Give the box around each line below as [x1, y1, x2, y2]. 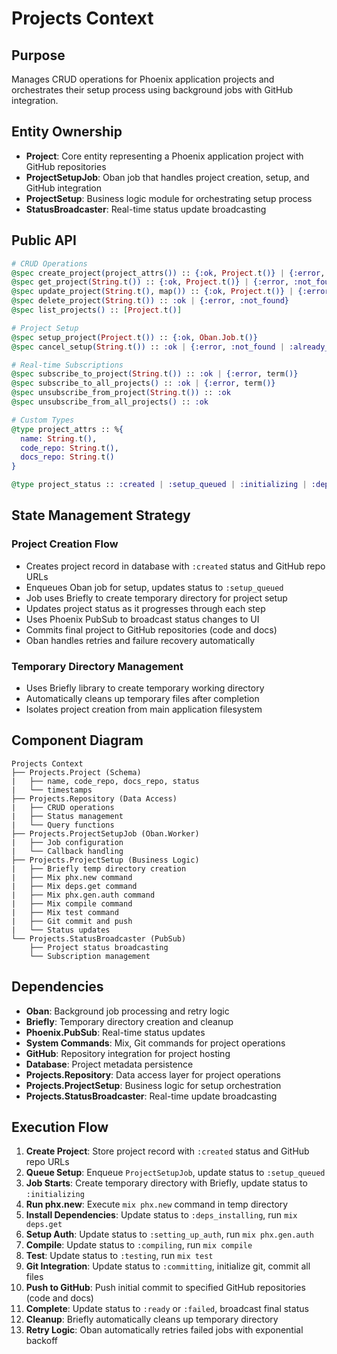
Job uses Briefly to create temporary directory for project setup [25, 592, 288, 604]
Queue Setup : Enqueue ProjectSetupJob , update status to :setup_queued [25, 1167, 326, 1179]
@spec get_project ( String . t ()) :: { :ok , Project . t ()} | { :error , [11, 277, 290, 287]
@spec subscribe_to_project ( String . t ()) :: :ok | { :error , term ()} [11, 369, 299, 379]
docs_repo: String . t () [20, 452, 115, 462]
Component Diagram [11, 732, 144, 749]
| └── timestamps [11, 785, 93, 795]
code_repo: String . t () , [20, 443, 119, 453]
